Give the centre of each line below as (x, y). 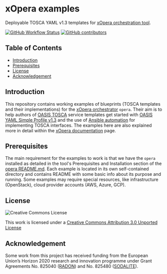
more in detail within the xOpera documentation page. (61, 130)
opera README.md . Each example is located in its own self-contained (77, 169)
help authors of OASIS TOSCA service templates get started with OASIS (79, 114)
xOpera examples (42, 9)
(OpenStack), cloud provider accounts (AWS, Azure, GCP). (65, 185)
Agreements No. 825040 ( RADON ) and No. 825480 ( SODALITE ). (72, 266)
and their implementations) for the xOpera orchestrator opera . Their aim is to (84, 109)
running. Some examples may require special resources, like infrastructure (82, 180)
